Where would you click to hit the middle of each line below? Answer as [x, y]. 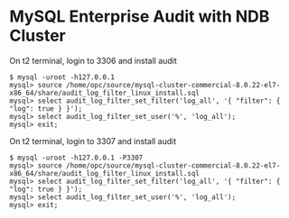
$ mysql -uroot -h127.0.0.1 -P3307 [76, 158]
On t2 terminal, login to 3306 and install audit [93, 60]
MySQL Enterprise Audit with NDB [140, 17]
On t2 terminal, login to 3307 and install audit [93, 141]
